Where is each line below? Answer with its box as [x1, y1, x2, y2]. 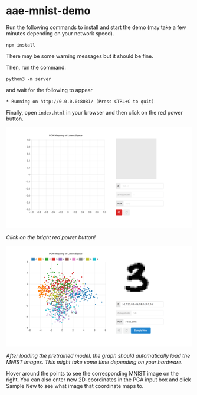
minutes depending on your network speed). [6, 30, 114, 37]
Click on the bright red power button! [6, 233, 96, 240]
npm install [6, 42, 35, 48]
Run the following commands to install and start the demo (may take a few [6, 24, 186, 31]
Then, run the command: [6, 64, 67, 71]
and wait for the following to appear [6, 86, 93, 93]
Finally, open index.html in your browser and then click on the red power [6, 109, 183, 116]
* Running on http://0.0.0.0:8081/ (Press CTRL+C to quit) [6, 99, 155, 105]
